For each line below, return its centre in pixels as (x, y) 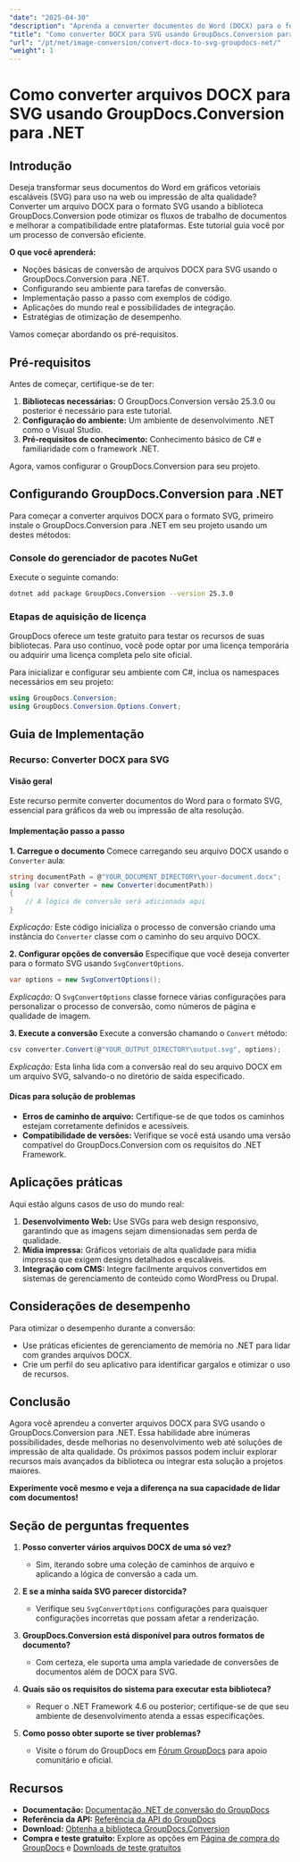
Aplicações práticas (66, 1182)
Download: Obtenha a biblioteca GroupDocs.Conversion (126, 1829)
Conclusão (40, 1402)
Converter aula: (37, 860)
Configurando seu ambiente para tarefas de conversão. (124, 289)
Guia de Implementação (77, 734)
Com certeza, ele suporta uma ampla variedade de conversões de (157, 1663)
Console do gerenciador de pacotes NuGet (104, 558)
